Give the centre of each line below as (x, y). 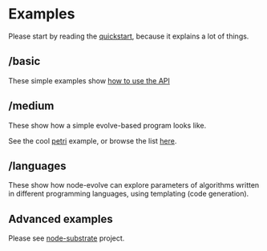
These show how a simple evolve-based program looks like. (107, 125)
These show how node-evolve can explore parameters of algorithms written (134, 185)
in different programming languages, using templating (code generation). (129, 194)
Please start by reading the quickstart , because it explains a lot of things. (129, 36)
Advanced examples (61, 219)
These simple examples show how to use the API (89, 80)
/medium (31, 106)
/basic (24, 61)
